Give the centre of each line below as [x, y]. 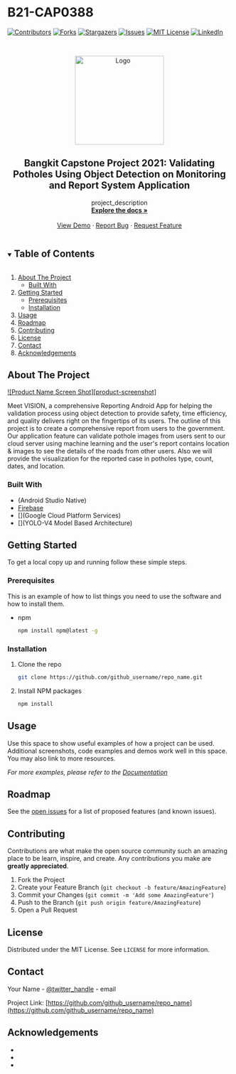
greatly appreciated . [38, 866]
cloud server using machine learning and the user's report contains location [118, 444]
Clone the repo [39, 664]
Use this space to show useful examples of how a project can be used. [111, 743]
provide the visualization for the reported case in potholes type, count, [111, 458]
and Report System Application [119, 186]
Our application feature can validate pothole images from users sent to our [117, 436]
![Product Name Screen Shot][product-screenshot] [82, 392]
